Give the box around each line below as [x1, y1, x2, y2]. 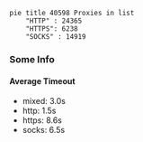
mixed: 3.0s [22, 96, 66, 107]
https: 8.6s [22, 115, 63, 126]
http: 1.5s [22, 105, 57, 117]
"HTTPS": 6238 [25, 24, 78, 33]
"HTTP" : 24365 [25, 16, 83, 25]
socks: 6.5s [22, 125, 66, 136]
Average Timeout [9, 75, 76, 86]
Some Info [9, 52, 56, 65]
